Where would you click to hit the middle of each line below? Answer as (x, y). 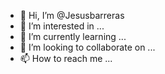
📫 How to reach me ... (66, 58)
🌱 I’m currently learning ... (73, 36)
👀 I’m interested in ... (62, 26)
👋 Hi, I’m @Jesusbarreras (72, 15)
